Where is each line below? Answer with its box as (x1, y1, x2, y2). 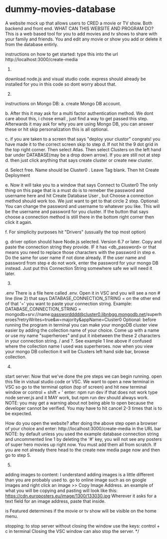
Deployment (5, 172, 30, 178)
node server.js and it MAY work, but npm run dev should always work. (5, 394, 149, 400)
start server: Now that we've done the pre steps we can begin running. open (5, 373, 162, 379)
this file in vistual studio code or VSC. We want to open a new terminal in (5, 378, 155, 384)
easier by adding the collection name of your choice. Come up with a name (5, 327, 160, 333)
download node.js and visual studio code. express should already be (5, 76, 146, 82)
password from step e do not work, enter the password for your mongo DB (5, 259, 159, 266)
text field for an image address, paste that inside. (5, 498, 106, 504)
